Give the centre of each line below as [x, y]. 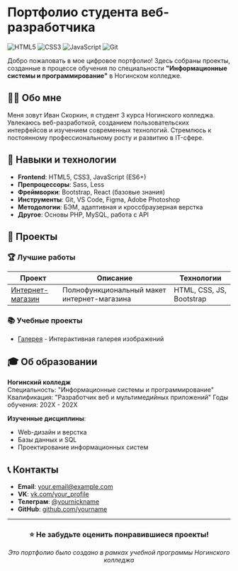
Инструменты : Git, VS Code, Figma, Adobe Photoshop [99, 200]
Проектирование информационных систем [83, 447]
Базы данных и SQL [47, 440]
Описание [115, 278]
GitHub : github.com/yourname [62, 509]
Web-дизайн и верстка [52, 432]
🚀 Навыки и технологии [62, 160]
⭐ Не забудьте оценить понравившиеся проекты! [119, 535]
